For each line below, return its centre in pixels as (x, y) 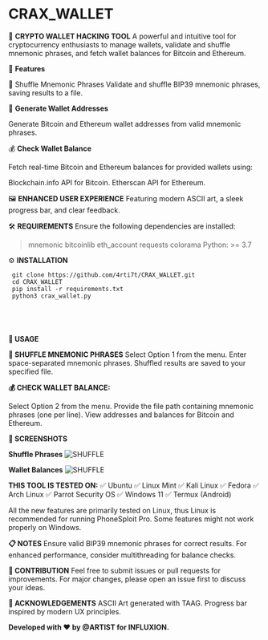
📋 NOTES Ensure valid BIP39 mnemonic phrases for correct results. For (128, 544)
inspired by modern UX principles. (65, 612)
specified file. (31, 372)
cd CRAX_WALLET (37, 282)
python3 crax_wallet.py (51, 296)
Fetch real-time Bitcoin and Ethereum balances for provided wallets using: (130, 167)
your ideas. (27, 588)
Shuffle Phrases (36, 455)
